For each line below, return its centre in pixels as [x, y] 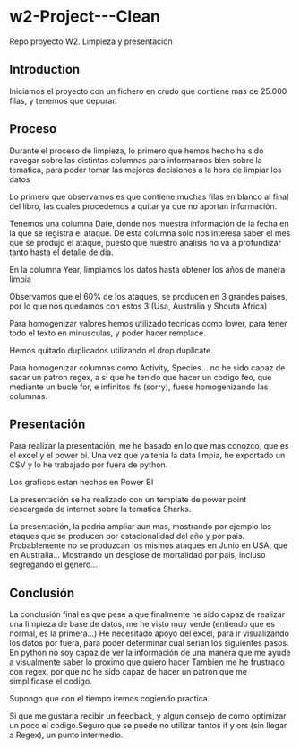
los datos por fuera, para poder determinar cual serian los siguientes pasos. [149, 643]
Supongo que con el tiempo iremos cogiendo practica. [110, 699]
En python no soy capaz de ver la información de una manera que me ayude [150, 653]
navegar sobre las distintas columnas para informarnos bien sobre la [136, 160]
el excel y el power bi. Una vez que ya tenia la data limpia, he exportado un [147, 456]
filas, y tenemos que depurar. [64, 100]
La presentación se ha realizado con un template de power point [128, 500]
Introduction [45, 70]
